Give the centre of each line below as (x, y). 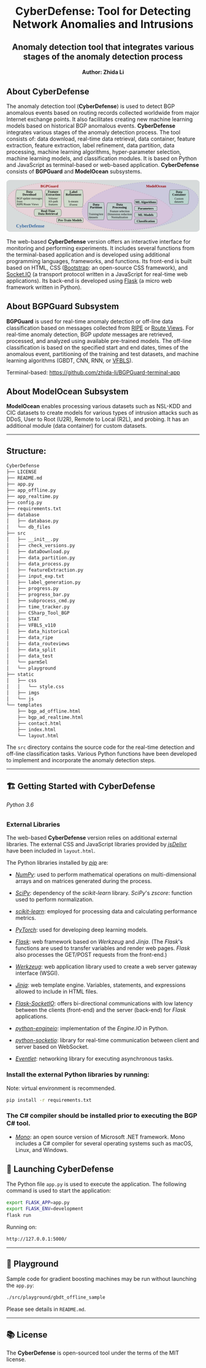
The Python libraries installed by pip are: (57, 863)
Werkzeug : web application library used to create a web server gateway (106, 967)
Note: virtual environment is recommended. (61, 1088)
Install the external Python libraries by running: (78, 1075)
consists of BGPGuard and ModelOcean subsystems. (74, 171)
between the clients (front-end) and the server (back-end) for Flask (101, 1010)
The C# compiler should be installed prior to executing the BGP (102, 1116)
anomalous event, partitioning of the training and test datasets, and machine (103, 354)
